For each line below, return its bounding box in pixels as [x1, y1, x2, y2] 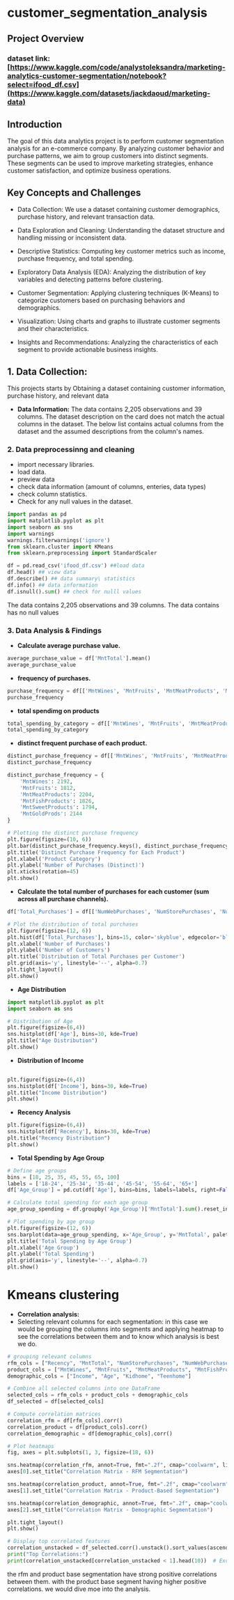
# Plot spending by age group [7, 1218, 95, 1225]
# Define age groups [7, 1167, 68, 1174]
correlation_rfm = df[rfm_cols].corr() [7, 1417, 123, 1424]
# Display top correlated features [7, 1538, 111, 1545]
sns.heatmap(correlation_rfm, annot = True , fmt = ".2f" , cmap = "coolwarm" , [7, 1461, 219, 1469]
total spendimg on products [17, 706, 100, 715]
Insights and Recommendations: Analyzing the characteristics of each [17, 338, 218, 346]
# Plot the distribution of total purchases [7, 921, 139, 928]
